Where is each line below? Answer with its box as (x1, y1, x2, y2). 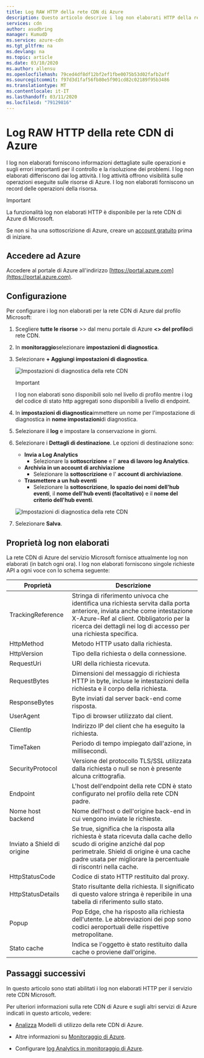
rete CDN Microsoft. (6, 991, 56, 998)
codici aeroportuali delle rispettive (72, 923, 169, 931)
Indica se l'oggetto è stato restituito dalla (72, 940, 188, 948)
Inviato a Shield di (9, 840, 60, 848)
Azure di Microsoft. (6, 214, 55, 222)
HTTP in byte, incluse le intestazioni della (72, 677, 189, 685)
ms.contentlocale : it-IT (6, 88, 69, 94)
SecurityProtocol (9, 764, 58, 772)
